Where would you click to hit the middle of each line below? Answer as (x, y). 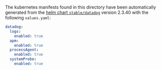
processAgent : (24, 50)
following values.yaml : (28, 18)
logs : (15, 31)
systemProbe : (23, 59)
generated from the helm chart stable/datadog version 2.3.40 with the (77, 12)
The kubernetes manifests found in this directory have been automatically (81, 7)
